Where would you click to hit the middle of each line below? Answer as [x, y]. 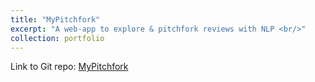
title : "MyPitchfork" [55, 19]
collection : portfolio [57, 38]
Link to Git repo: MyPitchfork [69, 67]
